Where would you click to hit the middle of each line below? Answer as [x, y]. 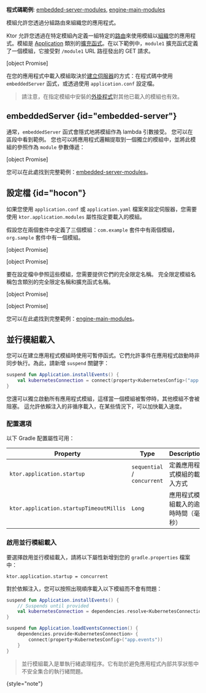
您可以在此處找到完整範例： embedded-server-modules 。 [79, 172]
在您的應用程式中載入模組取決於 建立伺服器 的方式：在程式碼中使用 [90, 76]
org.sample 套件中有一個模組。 [45, 237]
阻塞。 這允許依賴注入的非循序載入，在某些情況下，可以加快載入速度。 [96, 406]
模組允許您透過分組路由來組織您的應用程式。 [63, 23]
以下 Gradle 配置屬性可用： [40, 438]
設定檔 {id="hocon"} [46, 193]
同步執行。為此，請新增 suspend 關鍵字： [58, 363]
